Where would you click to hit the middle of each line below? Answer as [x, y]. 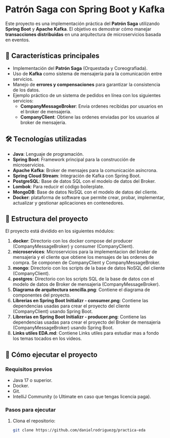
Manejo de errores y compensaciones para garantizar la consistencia [87, 84]
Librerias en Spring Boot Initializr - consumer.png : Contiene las [80, 301]
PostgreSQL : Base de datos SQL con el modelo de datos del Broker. [84, 181]
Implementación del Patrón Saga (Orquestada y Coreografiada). [80, 68]
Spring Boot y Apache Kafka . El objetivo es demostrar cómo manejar [78, 29]
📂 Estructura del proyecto [47, 219]
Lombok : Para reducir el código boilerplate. [58, 186]
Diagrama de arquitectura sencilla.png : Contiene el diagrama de [81, 290]
